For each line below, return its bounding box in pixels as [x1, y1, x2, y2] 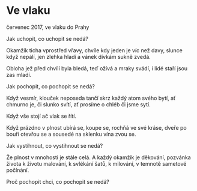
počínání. [6, 166, 29, 174]
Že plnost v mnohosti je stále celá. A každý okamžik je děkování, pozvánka [6, 154, 191, 161]
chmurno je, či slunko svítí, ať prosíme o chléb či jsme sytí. [6, 100, 151, 108]
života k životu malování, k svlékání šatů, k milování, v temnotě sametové [6, 160, 187, 167]
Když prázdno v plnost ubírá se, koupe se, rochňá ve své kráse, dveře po [6, 124, 187, 131]
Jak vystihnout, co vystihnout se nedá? [6, 142, 103, 149]
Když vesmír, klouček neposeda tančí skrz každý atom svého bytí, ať [6, 94, 176, 102]
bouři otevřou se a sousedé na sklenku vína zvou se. [6, 130, 136, 138]
